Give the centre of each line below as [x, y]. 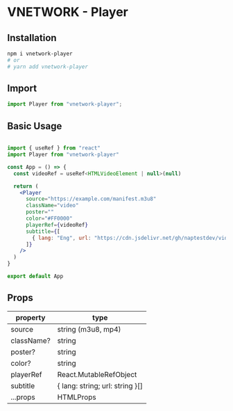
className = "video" [52, 206]
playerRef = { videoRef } [57, 225]
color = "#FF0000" [49, 218]
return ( [26, 186]
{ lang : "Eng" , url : [62, 238]
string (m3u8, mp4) [89, 329]
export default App [35, 276]
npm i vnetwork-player [40, 54]
